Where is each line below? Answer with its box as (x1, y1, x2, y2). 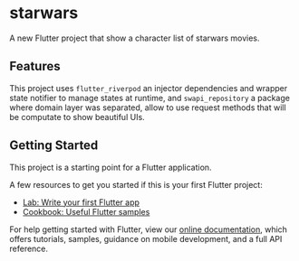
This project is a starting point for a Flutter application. (9, 162, 212, 172)
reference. (9, 243, 48, 254)
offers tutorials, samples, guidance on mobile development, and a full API (9, 233, 283, 244)
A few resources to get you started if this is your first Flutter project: (9, 179, 263, 190)
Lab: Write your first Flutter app (22, 197, 140, 208)
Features (9, 59, 61, 74)
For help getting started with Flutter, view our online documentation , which (9, 224, 288, 235)
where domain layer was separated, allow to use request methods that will (9, 102, 287, 113)
